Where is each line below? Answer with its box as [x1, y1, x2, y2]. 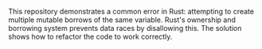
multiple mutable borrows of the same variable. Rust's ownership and [8, 15, 237, 24]
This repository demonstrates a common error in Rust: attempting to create [8, 7, 255, 16]
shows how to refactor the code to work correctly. [8, 32, 173, 41]
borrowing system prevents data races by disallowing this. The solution [8, 24, 242, 32]
